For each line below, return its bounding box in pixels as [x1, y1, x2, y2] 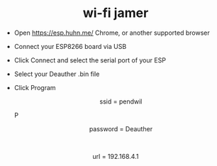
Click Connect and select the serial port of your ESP [13, 55, 167, 65]
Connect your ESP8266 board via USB [13, 42, 127, 50]
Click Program [13, 83, 56, 92]
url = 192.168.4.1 [92, 152, 139, 160]
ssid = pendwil [99, 97, 143, 106]
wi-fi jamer [82, 5, 149, 21]
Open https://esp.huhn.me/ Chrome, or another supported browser [13, 28, 211, 37]
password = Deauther [89, 124, 153, 133]
